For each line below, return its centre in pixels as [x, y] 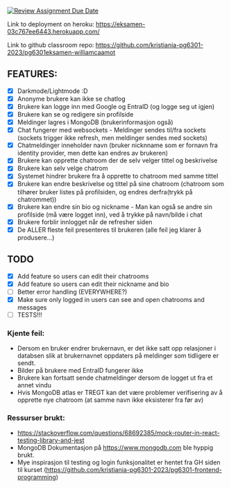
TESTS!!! [30, 314]
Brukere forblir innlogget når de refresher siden [85, 221]
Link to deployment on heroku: [51, 24]
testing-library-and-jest [51, 440]
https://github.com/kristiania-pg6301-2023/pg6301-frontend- [134, 470]
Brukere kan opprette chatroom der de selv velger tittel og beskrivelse [117, 160]
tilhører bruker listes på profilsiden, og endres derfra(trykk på [105, 192]
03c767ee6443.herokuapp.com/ [54, 32]
